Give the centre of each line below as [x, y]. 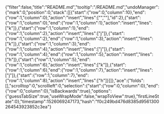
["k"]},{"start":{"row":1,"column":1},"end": [48, 28]
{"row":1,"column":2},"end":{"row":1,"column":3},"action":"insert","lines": [79, 38]
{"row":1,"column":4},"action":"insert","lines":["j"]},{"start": [65, 49]
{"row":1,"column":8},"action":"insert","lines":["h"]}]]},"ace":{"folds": [75, 80]
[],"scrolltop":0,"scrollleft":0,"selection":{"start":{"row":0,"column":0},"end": [82, 86]
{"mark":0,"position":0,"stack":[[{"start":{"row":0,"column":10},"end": [76, 12]
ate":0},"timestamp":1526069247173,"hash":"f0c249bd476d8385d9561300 [82, 101]
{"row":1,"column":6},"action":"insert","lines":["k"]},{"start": [66, 65]
